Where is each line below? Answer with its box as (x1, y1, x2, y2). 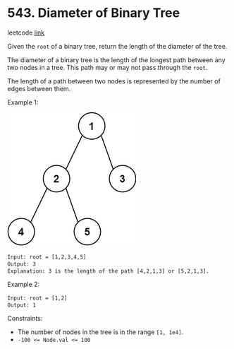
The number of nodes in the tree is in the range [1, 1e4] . (17, 327, 184, 336)
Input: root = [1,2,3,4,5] (7, 253, 87, 261)
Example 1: (7, 97, 39, 107)
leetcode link (7, 28, 44, 37)
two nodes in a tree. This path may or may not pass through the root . (7, 63, 208, 71)
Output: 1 (7, 302, 37, 309)
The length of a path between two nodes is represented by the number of (7, 76, 221, 85)
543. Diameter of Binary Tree (7, 5, 180, 21)
